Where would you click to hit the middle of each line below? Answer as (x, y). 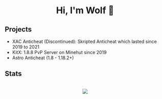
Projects (18, 29)
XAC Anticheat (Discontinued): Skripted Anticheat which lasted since (84, 41)
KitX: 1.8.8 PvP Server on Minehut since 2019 (59, 52)
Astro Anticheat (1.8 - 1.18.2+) (43, 58)
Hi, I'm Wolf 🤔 (85, 10)
